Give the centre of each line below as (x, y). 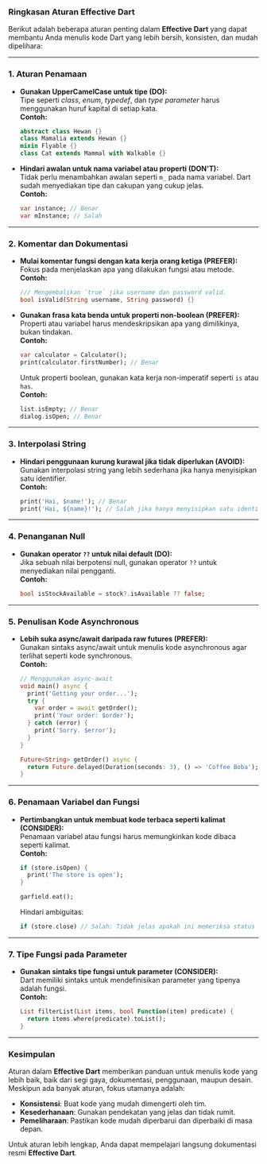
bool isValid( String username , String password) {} (107, 300)
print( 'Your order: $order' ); (84, 716)
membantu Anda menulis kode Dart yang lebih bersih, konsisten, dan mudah (133, 37)
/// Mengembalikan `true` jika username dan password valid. (123, 292)
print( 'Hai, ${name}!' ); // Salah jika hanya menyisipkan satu (127, 509)
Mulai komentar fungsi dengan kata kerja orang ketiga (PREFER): (129, 261)
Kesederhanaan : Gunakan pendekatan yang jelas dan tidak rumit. (128, 1112)
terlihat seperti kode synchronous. (76, 655)
